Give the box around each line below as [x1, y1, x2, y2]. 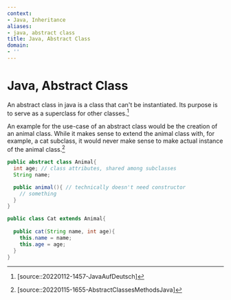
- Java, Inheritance [7, 16, 67, 23]
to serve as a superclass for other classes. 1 [7, 108, 129, 117]
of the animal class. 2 [7, 144, 65, 154]
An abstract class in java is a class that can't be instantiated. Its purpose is [7, 100, 218, 108]
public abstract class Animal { [7, 159, 97, 165]
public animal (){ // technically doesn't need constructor [13, 183, 186, 191]
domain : [7, 42, 30, 49]
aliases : [7, 23, 32, 30]
